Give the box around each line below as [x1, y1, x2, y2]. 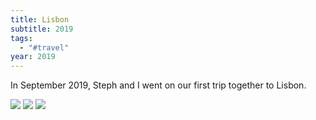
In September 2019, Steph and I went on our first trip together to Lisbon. [10, 79, 307, 91]
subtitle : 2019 [10, 24, 74, 34]
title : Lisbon [10, 14, 70, 25]
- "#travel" [19, 42, 70, 53]
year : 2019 [10, 52, 56, 62]
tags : [10, 33, 33, 43]
